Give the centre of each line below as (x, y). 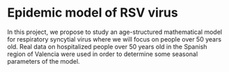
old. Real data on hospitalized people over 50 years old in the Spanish (107, 46)
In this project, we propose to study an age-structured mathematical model (115, 32)
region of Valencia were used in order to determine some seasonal (103, 54)
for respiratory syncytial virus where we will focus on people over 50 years (114, 39)
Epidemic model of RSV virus (93, 13)
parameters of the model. (44, 61)
